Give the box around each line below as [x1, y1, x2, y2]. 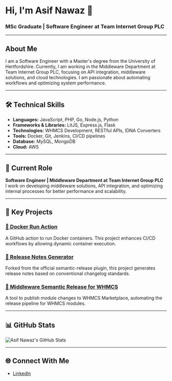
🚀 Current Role [5, 164, 53, 172]
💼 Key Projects [5, 208, 53, 216]
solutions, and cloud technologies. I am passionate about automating [5, 75, 150, 81]
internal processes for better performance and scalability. [5, 188, 127, 194]
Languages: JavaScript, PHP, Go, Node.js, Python [12, 117, 119, 123]
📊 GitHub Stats [5, 321, 55, 330]
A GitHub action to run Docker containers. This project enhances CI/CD [5, 235, 156, 241]
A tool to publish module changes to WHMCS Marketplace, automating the [5, 295, 162, 301]
